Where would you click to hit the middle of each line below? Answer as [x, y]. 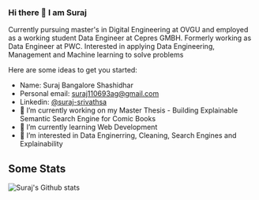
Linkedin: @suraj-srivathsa [63, 102]
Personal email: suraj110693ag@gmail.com [89, 94]
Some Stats [37, 169]
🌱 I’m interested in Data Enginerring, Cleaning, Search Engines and [128, 135]
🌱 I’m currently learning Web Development [88, 127]
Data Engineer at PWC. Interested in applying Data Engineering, [112, 46]
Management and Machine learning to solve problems [96, 55]
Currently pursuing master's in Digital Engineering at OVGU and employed [128, 30]
